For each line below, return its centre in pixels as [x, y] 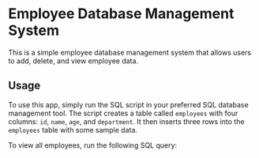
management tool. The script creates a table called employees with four [123, 113]
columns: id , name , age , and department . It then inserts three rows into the [126, 121]
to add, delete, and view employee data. [73, 61]
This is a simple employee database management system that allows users [129, 52]
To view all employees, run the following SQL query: [93, 145]
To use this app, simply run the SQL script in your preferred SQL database [128, 104]
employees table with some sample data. [73, 130]
